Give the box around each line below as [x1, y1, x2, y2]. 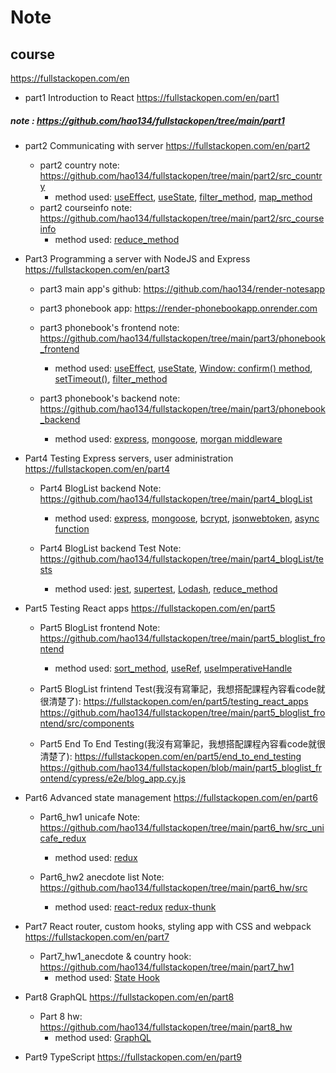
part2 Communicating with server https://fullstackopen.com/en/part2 [24, 139, 311, 151]
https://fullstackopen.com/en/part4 [24, 462, 170, 475]
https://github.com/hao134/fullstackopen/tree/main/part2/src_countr [39, 169, 323, 181]
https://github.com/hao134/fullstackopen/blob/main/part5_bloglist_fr [39, 761, 323, 773]
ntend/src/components [39, 717, 135, 729]
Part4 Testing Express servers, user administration [24, 452, 234, 464]
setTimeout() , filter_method [54, 372, 168, 385]
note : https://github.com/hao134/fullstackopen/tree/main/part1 [10, 114, 285, 126]
